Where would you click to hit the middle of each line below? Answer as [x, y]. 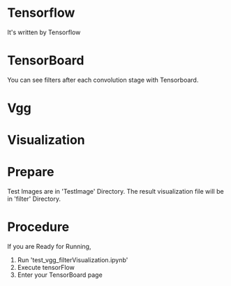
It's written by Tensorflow [44, 32]
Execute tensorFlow [46, 268]
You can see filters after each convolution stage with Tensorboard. [103, 80]
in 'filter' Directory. [34, 199]
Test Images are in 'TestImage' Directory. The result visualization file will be [116, 192]
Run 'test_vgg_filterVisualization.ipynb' [73, 260]
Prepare [31, 172]
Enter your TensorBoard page [60, 275]
